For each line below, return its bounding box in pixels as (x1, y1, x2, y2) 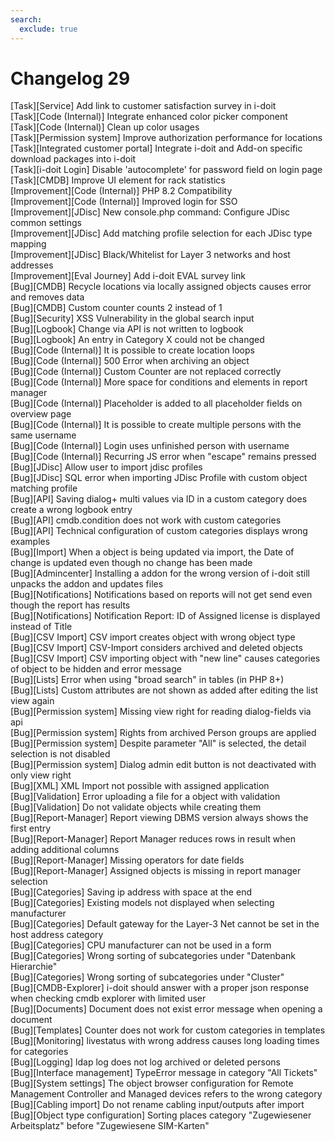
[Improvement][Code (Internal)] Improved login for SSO (10, 196, 238, 208)
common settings (10, 217, 82, 229)
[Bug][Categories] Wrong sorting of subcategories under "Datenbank (10, 950, 296, 962)
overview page (10, 408, 72, 420)
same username (10, 429, 77, 441)
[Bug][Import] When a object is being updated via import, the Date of (10, 546, 295, 558)
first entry (10, 822, 52, 835)
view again (10, 695, 55, 707)
